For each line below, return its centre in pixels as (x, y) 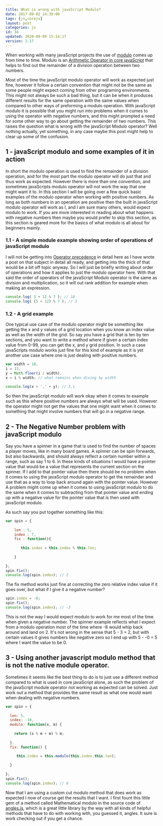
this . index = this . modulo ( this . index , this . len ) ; (66, 756)
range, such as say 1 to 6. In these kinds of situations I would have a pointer (81, 461)
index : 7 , (25, 534)
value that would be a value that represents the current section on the (75, 466)
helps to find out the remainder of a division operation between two (73, 65)
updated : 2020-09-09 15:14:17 (36, 37)
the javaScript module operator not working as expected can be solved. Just (82, 687)
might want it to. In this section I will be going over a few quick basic (74, 192)
